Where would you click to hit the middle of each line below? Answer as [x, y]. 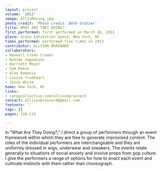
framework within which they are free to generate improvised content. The [80, 137]
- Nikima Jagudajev [25, 60]
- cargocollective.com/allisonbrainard [46, 96]
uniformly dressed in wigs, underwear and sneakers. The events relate [76, 148]
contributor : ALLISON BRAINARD [37, 46]
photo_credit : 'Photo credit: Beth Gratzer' [51, 23]
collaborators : [21, 50]
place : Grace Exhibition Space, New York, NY [52, 37]
